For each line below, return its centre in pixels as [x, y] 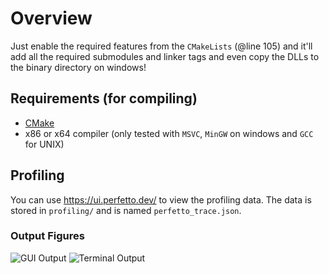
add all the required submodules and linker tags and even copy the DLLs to [165, 56]
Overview [51, 18]
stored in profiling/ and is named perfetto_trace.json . [126, 210]
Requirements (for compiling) [104, 98]
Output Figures [47, 236]
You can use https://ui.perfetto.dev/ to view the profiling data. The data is [161, 199]
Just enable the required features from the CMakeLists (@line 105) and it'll [161, 46]
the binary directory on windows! [78, 67]
